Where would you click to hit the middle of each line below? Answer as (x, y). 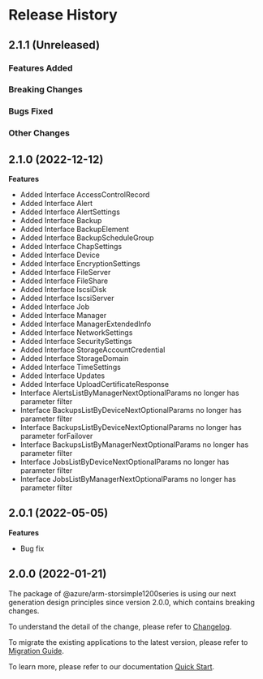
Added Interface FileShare (64, 281)
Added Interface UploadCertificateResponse (94, 385)
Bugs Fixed (31, 111)
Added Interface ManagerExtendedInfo (86, 324)
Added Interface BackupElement (75, 230)
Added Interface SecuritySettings (76, 342)
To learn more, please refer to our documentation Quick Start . (112, 666)
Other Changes (39, 133)
